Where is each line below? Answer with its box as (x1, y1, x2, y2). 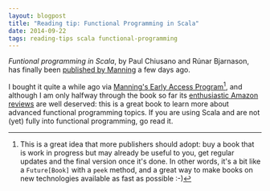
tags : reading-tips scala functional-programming (8, 34, 178, 43)
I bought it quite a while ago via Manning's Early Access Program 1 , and (8, 81, 243, 91)
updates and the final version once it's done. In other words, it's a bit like (19, 156, 261, 166)
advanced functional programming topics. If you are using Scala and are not (8, 107, 260, 117)
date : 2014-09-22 (8, 27, 67, 35)
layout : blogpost (8, 11, 67, 20)
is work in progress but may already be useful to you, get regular (19, 147, 235, 157)
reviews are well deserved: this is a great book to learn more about (8, 98, 229, 109)
